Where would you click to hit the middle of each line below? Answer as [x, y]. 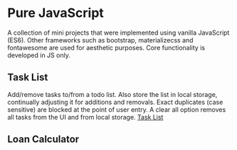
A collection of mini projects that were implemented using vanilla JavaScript [118, 33]
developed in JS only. [39, 55]
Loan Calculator [43, 139]
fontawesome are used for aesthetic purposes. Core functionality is [106, 47]
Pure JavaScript [56, 13]
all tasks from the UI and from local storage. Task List [85, 117]
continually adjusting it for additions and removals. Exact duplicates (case [115, 102]
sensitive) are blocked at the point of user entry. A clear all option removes [117, 109]
